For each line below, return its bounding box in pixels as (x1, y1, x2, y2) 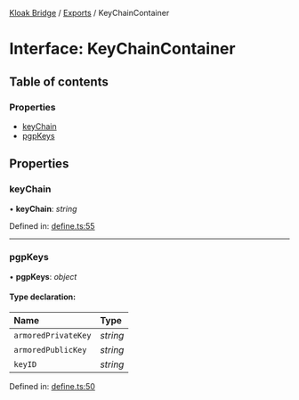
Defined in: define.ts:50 (9, 381, 96, 392)
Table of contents (9, 74, 109, 89)
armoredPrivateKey (13, 331, 92, 341)
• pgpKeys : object (9, 271, 77, 282)
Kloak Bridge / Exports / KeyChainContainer (9, 8, 170, 18)
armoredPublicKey (13, 345, 87, 355)
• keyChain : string (9, 203, 77, 214)
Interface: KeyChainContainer (9, 39, 236, 59)
